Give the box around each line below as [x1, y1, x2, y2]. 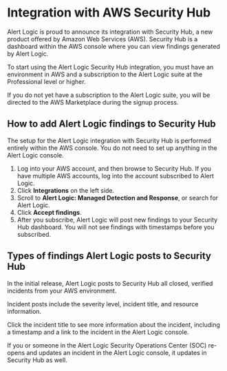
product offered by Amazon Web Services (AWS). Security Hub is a [7, 34, 198, 43]
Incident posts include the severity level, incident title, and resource [7, 299, 199, 308]
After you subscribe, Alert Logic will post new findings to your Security [17, 215, 218, 224]
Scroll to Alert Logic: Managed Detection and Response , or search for [17, 193, 219, 202]
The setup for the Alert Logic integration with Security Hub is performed [7, 136, 211, 145]
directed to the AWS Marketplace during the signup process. [7, 98, 179, 106]
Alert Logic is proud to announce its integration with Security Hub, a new [7, 28, 213, 36]
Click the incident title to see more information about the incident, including [7, 320, 220, 328]
